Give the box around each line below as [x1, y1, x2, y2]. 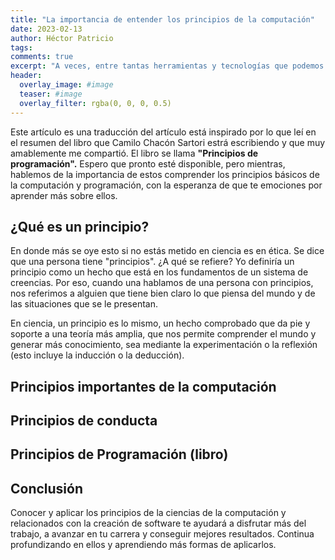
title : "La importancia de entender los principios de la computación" [10, 14, 315, 25]
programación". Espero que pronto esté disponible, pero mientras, [10, 157, 286, 170]
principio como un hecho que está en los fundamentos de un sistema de [10, 266, 309, 278]
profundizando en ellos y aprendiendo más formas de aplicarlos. [10, 539, 277, 551]
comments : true [10, 52, 74, 62]
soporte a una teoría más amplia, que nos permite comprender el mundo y [10, 328, 317, 340]
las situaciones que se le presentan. [10, 298, 158, 310]
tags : [10, 42, 33, 53]
